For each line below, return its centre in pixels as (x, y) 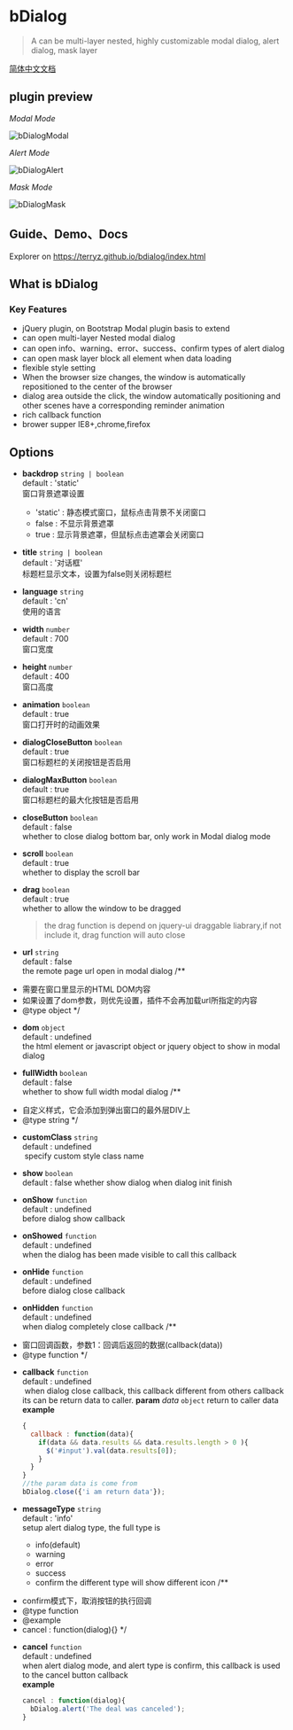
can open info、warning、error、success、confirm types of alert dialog (153, 348)
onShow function (54, 1200)
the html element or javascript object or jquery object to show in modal (151, 1047)
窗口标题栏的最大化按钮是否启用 (80, 800)
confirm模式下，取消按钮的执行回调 (87, 1601)
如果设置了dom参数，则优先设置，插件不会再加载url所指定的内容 (140, 1001)
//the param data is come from (80, 1484)
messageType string (62, 1508)
